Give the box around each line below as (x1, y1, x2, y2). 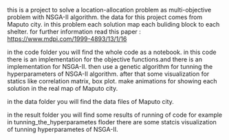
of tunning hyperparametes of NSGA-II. (7, 126, 118, 133)
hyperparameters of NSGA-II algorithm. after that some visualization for (7, 70, 210, 78)
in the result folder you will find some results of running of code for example (7, 111, 223, 119)
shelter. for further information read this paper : (7, 27, 141, 36)
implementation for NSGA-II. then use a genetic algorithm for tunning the (7, 63, 213, 70)
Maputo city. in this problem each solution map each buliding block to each (7, 20, 220, 28)
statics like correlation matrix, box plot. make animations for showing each (7, 77, 218, 85)
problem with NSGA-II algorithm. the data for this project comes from (7, 13, 203, 21)
